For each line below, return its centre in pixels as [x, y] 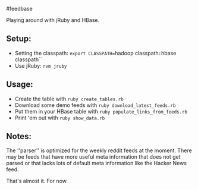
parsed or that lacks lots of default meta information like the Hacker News [97, 163]
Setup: [19, 39]
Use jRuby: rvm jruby [41, 65]
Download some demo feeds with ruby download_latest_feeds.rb [95, 105]
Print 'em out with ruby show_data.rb [60, 118]
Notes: [19, 136]
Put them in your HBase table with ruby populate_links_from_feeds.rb [101, 111]
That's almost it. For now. [37, 181]
